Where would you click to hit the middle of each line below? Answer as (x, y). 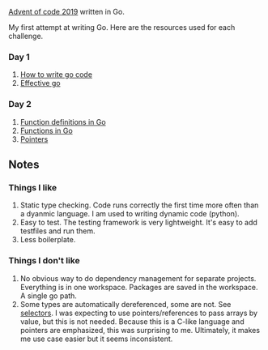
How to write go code (56, 75)
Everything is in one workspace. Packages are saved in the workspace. (139, 287)
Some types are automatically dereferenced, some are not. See (125, 304)
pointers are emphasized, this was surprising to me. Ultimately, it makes (140, 330)
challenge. (26, 36)
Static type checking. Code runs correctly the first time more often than (139, 205)
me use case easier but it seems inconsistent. (96, 339)
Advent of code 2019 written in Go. (67, 12)
